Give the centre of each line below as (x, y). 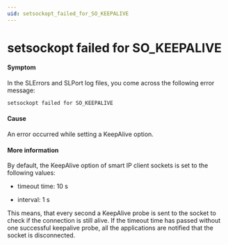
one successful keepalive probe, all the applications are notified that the (111, 228)
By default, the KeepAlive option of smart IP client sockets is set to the (108, 166)
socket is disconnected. (41, 235)
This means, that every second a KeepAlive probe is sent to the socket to (112, 213)
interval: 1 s (33, 200)
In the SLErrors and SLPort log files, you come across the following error (111, 83)
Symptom (22, 67)
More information (33, 150)
